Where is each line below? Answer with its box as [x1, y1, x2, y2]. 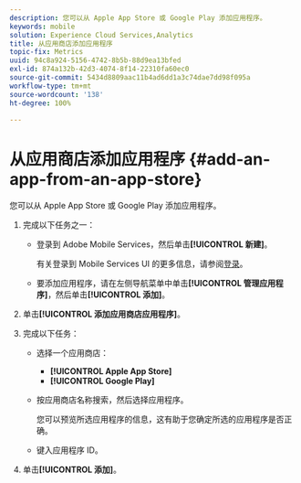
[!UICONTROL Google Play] [49, 376, 155, 387]
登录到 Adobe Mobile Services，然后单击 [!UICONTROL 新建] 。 [36, 239, 273, 250]
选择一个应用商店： [36, 348, 109, 359]
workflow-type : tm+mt [9, 81, 92, 91]
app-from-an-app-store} [9, 168, 202, 189]
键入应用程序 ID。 [36, 445, 103, 456]
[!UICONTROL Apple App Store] [49, 366, 172, 377]
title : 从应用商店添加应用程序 [9, 38, 113, 48]
